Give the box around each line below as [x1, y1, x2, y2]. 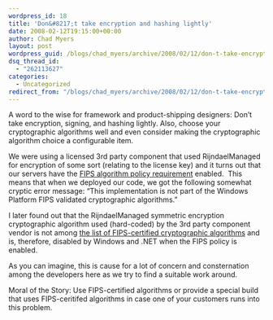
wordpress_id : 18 [8, 11, 67, 20]
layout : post [8, 42, 53, 50]
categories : [8, 72, 49, 81]
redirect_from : [8, 87, 60, 96]
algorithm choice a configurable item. [8, 136, 134, 146]
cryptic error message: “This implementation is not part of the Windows [8, 186, 249, 196]
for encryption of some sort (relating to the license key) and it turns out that [8, 160, 262, 170]
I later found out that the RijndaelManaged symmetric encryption [8, 211, 225, 221]
